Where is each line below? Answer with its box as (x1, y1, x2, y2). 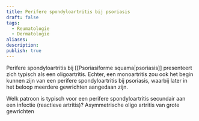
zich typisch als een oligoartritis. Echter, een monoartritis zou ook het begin (6, 70, 194, 78)
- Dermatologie (11, 31, 50, 37)
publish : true (6, 48, 42, 54)
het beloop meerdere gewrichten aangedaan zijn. (6, 83, 128, 90)
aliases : (6, 37, 28, 43)
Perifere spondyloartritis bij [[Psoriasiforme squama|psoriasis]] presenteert (6, 64, 192, 71)
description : (6, 43, 39, 49)
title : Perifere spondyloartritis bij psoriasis (6, 8, 130, 15)
